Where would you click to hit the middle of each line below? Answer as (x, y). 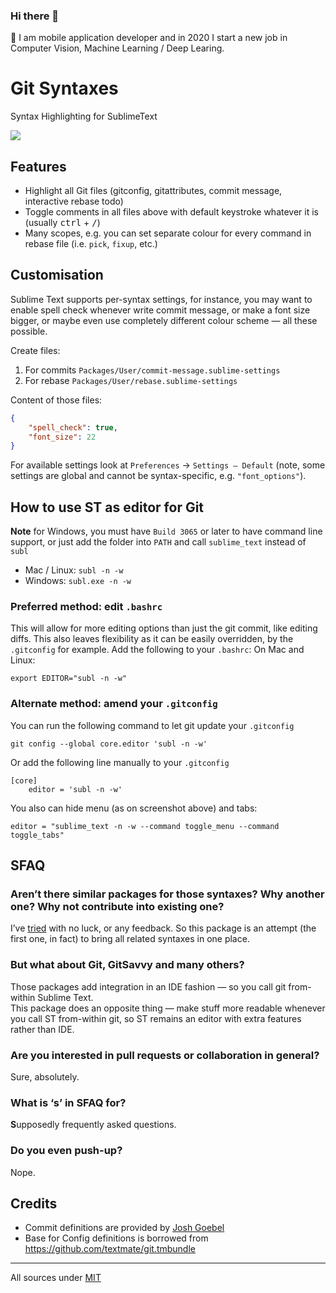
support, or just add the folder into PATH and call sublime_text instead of (158, 542)
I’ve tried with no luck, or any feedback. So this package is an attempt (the (163, 928)
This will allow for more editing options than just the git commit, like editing (164, 628)
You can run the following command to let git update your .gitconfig (152, 725)
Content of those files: (56, 400)
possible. (29, 331)
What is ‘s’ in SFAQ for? (68, 1102)
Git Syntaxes (64, 88)
